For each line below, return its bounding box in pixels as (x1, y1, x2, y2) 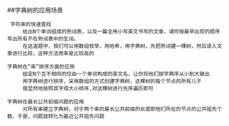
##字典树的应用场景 (7, 6, 63, 14)
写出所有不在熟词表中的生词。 (7, 36, 79, 42)
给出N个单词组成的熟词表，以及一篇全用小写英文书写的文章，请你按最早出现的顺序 (22, 28, 220, 35)
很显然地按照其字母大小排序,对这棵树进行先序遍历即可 (22, 85, 154, 92)
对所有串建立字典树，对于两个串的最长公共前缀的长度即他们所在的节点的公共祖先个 (22, 105, 222, 112)
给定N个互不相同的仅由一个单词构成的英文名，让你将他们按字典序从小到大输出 (22, 71, 210, 77)
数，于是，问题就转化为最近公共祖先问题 (7, 113, 105, 120)
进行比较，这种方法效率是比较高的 (12, 50, 95, 57)
